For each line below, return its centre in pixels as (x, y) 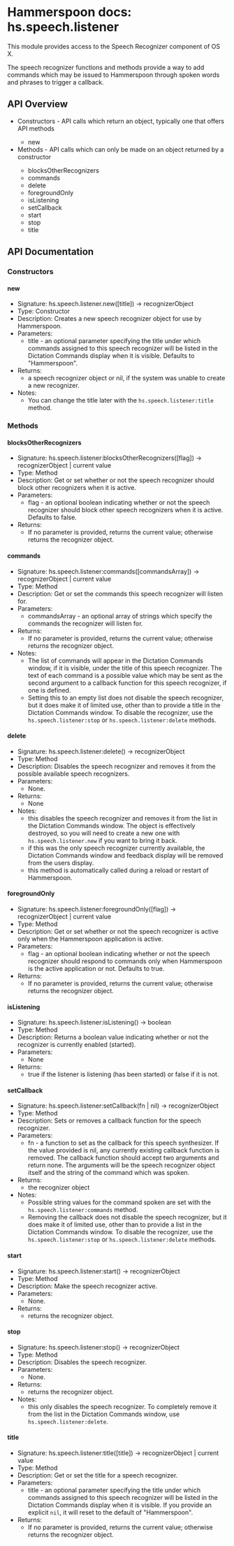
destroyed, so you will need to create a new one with (104, 833)
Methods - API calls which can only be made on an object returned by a (120, 149)
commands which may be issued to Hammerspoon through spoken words (114, 75)
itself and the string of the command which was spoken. (109, 1173)
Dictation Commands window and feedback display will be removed (125, 855)
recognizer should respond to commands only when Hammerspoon (125, 961)
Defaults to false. (52, 517)
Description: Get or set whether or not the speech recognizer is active (118, 931)
